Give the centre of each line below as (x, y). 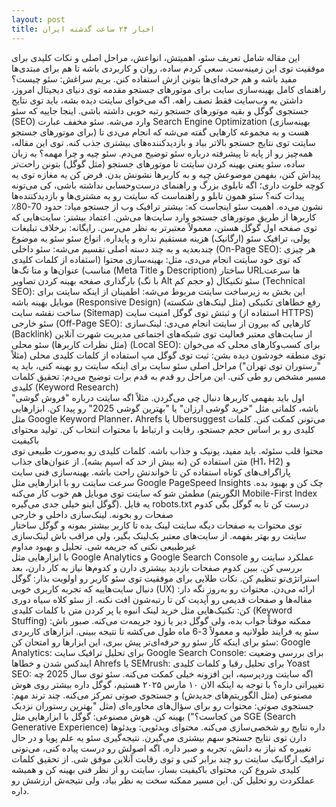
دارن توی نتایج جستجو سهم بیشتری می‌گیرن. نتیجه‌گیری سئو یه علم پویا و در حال (159, 737)
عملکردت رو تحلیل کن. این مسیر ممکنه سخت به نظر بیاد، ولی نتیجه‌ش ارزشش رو (163, 780)
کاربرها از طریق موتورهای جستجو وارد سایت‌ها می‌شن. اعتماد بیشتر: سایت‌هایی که (164, 217)
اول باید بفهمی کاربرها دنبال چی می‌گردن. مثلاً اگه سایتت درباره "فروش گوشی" (158, 397)
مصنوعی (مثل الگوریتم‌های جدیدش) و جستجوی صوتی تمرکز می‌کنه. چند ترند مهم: (162, 695)
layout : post (38, 19)
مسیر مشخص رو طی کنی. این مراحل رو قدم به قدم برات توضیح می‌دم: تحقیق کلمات (169, 376)
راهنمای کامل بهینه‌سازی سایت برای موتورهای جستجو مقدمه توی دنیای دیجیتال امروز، (168, 89)
